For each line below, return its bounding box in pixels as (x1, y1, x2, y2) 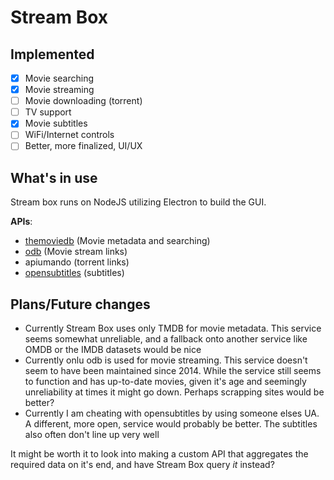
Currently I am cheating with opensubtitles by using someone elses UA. (24, 407, 320, 420)
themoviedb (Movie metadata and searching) (24, 235, 211, 247)
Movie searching (24, 72, 95, 84)
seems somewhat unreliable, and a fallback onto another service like (24, 333, 308, 345)
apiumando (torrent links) (24, 256, 130, 268)
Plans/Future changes (10, 296, 151, 313)
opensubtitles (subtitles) (24, 267, 125, 279)
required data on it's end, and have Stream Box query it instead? (10, 459, 275, 471)
